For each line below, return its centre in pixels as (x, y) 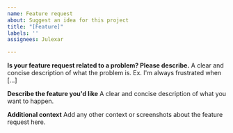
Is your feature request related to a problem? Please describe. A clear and (115, 65)
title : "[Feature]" (35, 26)
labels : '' (23, 33)
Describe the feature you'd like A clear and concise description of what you (117, 94)
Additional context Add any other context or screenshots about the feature (115, 115)
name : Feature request (40, 14)
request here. (26, 122)
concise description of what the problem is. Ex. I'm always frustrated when (114, 73)
